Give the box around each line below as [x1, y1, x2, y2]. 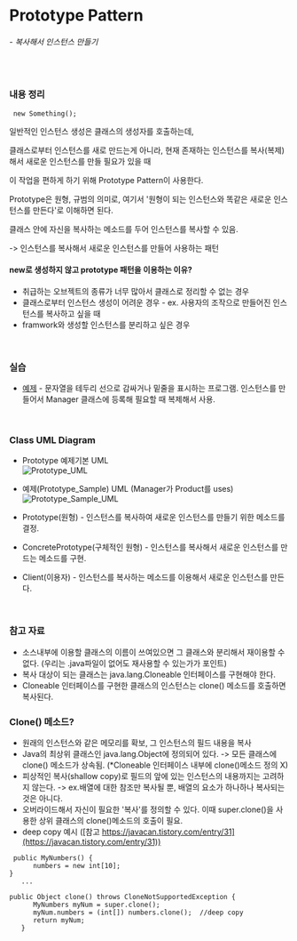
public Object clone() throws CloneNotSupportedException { [9, 893, 237, 902]
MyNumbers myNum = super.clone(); [32, 900, 161, 910]
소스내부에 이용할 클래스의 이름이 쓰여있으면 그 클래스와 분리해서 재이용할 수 [21, 647, 285, 657]
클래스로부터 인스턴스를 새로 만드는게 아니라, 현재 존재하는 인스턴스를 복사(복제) [9, 144, 285, 156]
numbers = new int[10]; [32, 862, 121, 871]
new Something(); [12, 109, 77, 118]
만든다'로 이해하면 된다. [32, 205, 113, 215]
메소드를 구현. [38, 553, 87, 564]
